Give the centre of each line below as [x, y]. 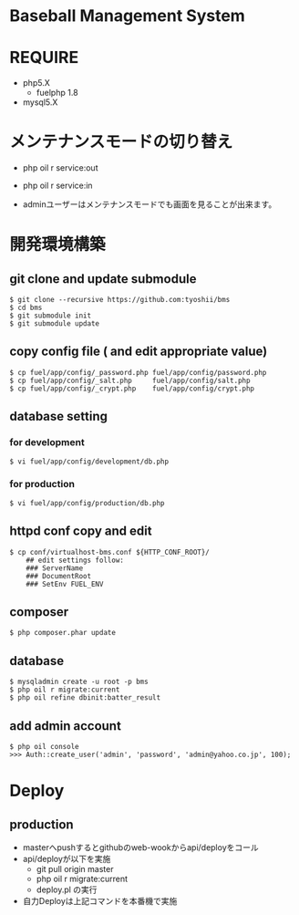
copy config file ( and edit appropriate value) [139, 352]
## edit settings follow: [75, 560]
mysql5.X [40, 102]
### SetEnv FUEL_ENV [65, 584]
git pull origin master [75, 869]
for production [42, 484]
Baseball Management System [128, 16]
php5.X [36, 83]
